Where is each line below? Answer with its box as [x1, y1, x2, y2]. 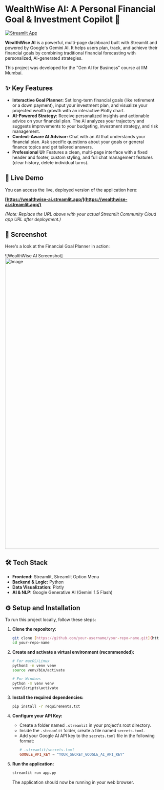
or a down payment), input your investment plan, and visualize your [12, 102, 148, 108]
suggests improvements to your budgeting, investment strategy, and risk [12, 123, 159, 129]
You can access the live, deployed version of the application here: [5, 187, 138, 193]
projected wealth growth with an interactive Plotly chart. [12, 107, 125, 113]
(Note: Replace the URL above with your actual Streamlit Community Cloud [5, 211, 157, 217]
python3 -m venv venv [12, 663, 57, 668]
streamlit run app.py [12, 770, 56, 775]
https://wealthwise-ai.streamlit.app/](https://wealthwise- [6, 196, 128, 202]
